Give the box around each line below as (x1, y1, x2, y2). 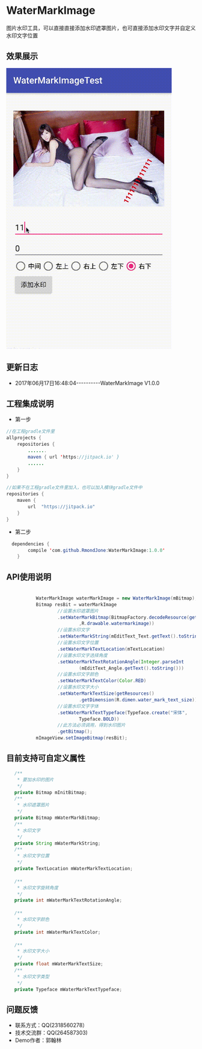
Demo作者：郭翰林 (14, 1037, 62, 1044)
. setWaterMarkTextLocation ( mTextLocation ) (57, 646, 165, 652)
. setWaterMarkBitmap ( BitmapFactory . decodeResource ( (57, 614, 189, 621)
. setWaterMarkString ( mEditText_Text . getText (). (57, 633, 179, 639)
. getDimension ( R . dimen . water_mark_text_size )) (79, 697, 198, 703)
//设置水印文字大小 (57, 684, 99, 690)
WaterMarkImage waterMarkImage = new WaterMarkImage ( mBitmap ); (35, 595, 198, 601)
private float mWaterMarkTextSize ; (14, 961, 103, 967)
